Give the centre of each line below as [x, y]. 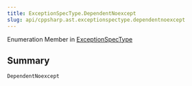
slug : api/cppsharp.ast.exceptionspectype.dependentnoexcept [96, 20]
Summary [28, 60]
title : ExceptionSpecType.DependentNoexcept [72, 13]
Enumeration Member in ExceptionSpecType [70, 39]
